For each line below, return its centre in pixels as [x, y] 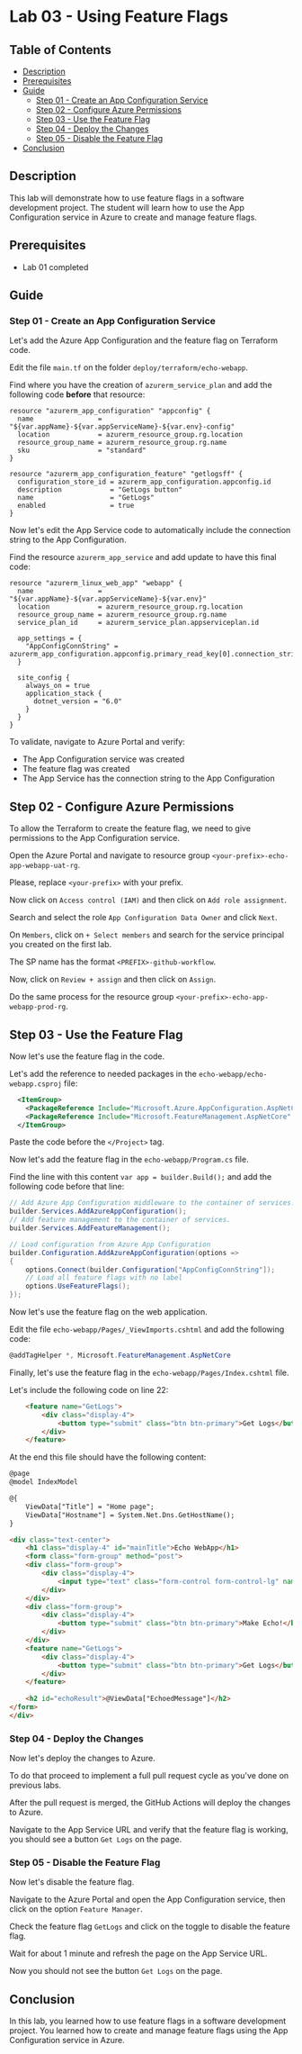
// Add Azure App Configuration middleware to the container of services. [152, 1203]
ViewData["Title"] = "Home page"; [90, 1507]
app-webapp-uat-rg [44, 866]
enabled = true [76, 506]
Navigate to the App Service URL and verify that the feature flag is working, [149, 1830]
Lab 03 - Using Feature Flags [119, 17]
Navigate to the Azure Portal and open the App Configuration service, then [147, 1900]
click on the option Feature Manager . [76, 1909]
